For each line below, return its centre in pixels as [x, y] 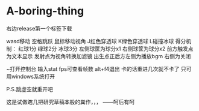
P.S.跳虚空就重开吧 [30, 89]
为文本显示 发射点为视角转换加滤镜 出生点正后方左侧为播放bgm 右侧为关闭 [99, 56]
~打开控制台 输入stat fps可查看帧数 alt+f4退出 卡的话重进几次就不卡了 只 [96, 69]
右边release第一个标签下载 [39, 28]
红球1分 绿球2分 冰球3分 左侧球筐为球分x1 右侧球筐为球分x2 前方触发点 [106, 49]
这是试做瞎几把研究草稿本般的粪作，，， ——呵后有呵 [70, 102]
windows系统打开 [33, 76]
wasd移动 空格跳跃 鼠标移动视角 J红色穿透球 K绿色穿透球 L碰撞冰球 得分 [96, 41]
